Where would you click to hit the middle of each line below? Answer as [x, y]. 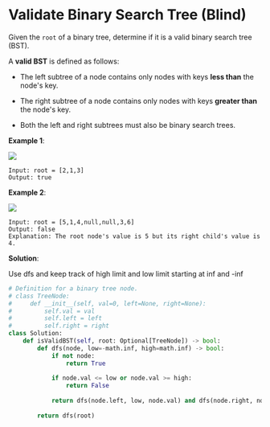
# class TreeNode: [39, 296]
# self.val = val [51, 311]
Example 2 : [27, 192]
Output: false [32, 229]
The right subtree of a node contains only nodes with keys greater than [138, 101]
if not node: [73, 355]
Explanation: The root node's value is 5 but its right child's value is [135, 236]
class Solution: [35, 334]
